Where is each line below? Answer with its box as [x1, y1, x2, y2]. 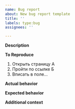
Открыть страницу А [12, 61, 55, 67]
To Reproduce [5, 52, 34, 58]
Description [5, 42, 30, 48]
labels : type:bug [5, 20, 40, 26]
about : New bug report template [5, 12, 70, 16]
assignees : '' [5, 25, 34, 30]
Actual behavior [5, 81, 38, 87]
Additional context [5, 99, 44, 105]
